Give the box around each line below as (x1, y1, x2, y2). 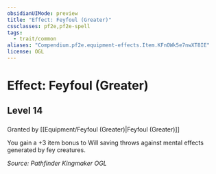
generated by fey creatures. (7, 146, 86, 154)
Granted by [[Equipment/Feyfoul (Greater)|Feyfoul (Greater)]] (7, 125, 180, 134)
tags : (7, 29, 23, 36)
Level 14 (7, 105, 43, 116)
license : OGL (7, 49, 45, 55)
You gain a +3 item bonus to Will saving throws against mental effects (7, 138, 204, 147)
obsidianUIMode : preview (7, 10, 78, 17)
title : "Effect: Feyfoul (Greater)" (7, 16, 112, 23)
